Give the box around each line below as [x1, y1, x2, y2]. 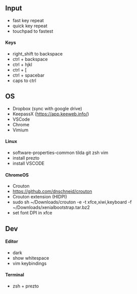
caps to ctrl [12, 78, 36, 84]
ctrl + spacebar [12, 72, 45, 79]
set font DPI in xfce [12, 210, 53, 216]
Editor [5, 239, 19, 245]
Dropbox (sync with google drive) [12, 105, 82, 111]
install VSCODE [12, 161, 45, 167]
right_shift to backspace [12, 51, 63, 57]
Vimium [12, 127, 29, 133]
